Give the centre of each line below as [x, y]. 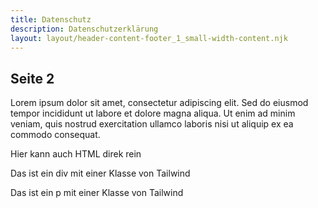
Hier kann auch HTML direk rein [76, 154]
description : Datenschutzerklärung [84, 29]
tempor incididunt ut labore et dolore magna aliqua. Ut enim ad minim [153, 113]
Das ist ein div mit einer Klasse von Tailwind [100, 173]
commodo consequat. [55, 135]
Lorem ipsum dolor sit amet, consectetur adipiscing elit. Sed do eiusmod [159, 103]
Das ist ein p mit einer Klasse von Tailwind [97, 193]
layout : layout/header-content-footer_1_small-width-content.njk [149, 38]
